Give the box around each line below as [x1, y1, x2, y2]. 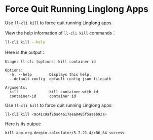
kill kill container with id [9, 89, 98, 94]
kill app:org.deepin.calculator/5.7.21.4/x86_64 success [5, 130, 125, 135]
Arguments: [5, 85, 28, 90]
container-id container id [9, 94, 76, 99]
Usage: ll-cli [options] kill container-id [5, 59, 96, 64]
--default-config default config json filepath [9, 76, 112, 81]
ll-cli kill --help [5, 39, 45, 45]
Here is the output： [5, 49, 46, 55]
